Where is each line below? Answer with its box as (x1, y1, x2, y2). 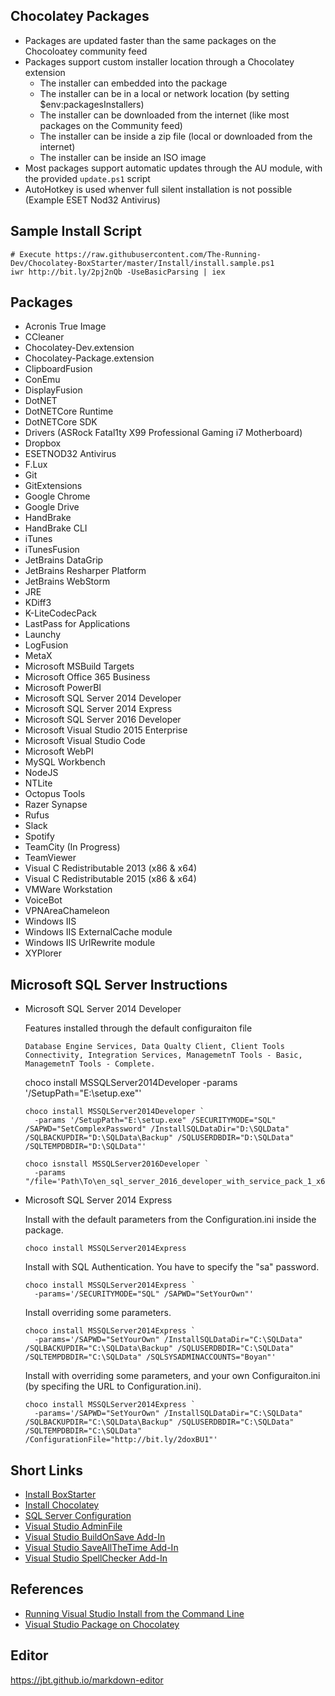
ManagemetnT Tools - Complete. (24, 1059, 156, 1069)
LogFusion (24, 639, 69, 651)
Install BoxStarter (24, 1489, 97, 1501)
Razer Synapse (24, 799, 88, 811)
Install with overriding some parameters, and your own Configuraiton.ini (24, 1370, 321, 1382)
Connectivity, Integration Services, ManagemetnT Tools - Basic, (24, 1050, 303, 1061)
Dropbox (24, 437, 62, 449)
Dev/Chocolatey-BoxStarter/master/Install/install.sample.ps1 (10, 258, 275, 268)
